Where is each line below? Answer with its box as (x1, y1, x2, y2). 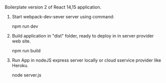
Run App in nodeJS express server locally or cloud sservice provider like (11, 57, 162, 63)
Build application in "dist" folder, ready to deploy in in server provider (11, 33, 154, 39)
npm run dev (11, 23, 38, 29)
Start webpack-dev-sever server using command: (11, 14, 115, 19)
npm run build (11, 48, 41, 53)
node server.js (11, 72, 42, 78)
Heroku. (11, 63, 28, 68)
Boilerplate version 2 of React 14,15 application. (4, 4, 102, 10)
